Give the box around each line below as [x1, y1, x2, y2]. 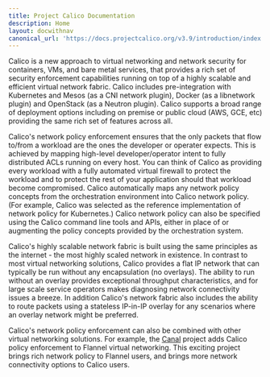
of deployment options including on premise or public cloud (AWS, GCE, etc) [8, 108, 263, 118]
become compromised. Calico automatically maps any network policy [8, 183, 239, 193]
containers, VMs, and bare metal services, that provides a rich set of [8, 65, 236, 75]
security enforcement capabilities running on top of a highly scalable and [8, 73, 251, 83]
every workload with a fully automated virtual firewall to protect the [8, 166, 231, 176]
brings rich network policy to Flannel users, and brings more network [8, 351, 238, 361]
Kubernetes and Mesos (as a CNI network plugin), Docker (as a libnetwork [8, 90, 255, 101]
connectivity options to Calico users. [8, 360, 131, 370]
